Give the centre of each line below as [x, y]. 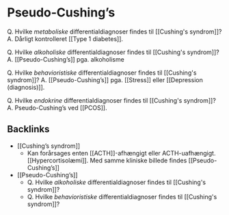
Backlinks [28, 129]
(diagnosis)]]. [26, 87]
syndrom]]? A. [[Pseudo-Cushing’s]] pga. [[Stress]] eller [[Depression [105, 79]
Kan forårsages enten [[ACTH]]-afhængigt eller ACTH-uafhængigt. [121, 153]
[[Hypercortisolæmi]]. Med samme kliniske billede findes [107, 160]
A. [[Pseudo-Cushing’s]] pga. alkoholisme [66, 59]
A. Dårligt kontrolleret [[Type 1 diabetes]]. [65, 38]
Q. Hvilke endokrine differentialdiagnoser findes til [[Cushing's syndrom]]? [112, 100]
